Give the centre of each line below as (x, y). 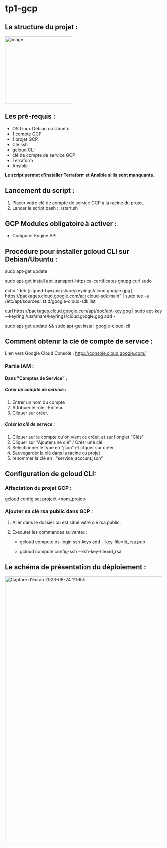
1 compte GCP (27, 134)
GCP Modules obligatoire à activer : (61, 224)
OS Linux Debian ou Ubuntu (41, 128)
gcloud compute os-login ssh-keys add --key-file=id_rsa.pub (82, 542)
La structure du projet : (42, 27)
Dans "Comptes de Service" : (36, 378)
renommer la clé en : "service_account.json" (58, 458)
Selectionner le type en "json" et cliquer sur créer (63, 447)
